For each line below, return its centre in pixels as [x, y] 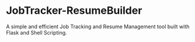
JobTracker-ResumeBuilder [74, 11]
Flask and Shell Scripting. [36, 32]
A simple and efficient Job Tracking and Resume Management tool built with [98, 26]
